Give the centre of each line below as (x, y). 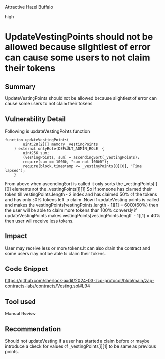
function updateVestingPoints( (37, 140)
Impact (16, 236)
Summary (20, 86)
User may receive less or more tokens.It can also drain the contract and (78, 248)
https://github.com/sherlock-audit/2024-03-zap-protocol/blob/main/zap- (80, 281)
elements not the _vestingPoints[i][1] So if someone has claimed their (82, 189)
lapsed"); (15, 170)
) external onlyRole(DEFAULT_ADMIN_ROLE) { (59, 149)
